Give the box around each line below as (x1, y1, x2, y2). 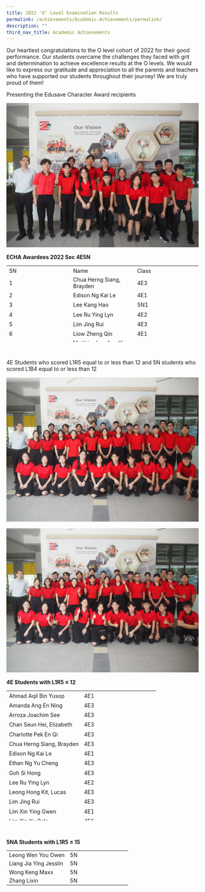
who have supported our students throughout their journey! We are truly (6, 73, 187, 80)
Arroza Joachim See (9, 711, 60, 719)
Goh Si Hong (9, 769, 41, 777)
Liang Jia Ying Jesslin (9, 860, 63, 867)
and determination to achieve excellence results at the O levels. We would (6, 60, 192, 67)
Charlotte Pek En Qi (9, 730, 58, 738)
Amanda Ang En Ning (9, 702, 63, 709)
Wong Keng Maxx (9, 868, 54, 876)
